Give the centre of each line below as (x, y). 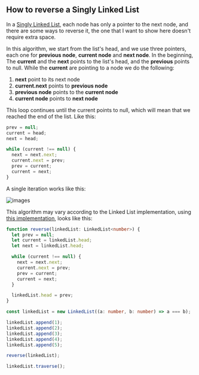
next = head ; (22, 138)
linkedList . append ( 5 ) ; (34, 345)
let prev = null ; (33, 235)
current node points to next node (56, 98)
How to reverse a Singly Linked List (73, 10)
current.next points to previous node (61, 86)
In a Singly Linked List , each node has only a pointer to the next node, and (97, 24)
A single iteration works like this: (46, 189)
